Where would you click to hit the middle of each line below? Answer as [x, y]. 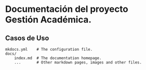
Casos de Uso [27, 38]
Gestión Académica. [48, 20]
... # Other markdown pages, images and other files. [78, 63]
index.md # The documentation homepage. [58, 58]
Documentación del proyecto [67, 9]
